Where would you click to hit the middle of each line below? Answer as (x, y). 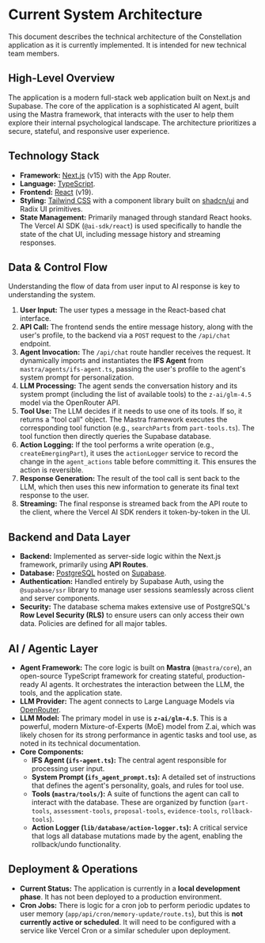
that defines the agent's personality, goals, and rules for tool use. (138, 785)
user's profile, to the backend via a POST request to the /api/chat (125, 335)
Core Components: (52, 752)
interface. (35, 319)
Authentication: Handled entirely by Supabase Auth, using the (121, 582)
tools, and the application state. (71, 693)
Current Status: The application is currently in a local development (130, 888)
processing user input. (68, 769)
